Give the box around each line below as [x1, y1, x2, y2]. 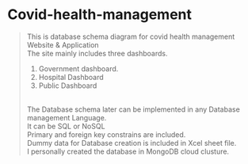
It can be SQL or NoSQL [26, 121, 105, 131]
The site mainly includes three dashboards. [26, 48, 168, 58]
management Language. [26, 113, 107, 122]
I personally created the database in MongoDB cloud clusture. [26, 147, 230, 156]
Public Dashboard [38, 81, 97, 90]
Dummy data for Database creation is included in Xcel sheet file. [26, 138, 237, 147]
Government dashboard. [38, 63, 119, 73]
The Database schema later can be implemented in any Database [26, 105, 241, 114]
